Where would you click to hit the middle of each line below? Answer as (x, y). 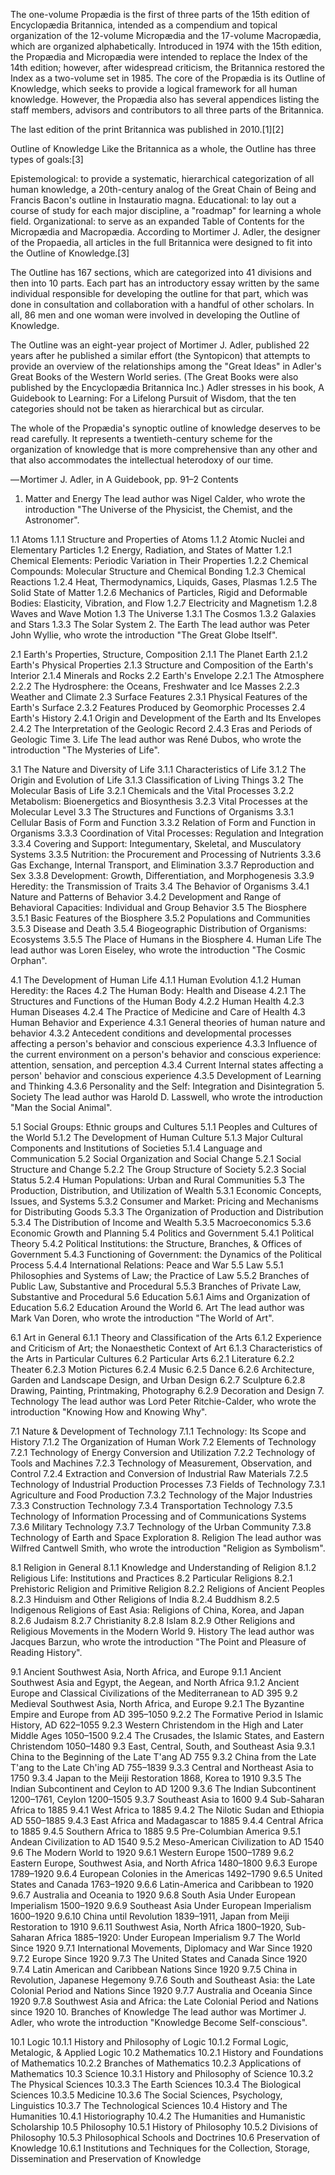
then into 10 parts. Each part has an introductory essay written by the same (165, 283)
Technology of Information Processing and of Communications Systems (158, 1516)
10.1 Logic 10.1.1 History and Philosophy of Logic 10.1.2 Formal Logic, (149, 2042)
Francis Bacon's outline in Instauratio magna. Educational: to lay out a (153, 200)
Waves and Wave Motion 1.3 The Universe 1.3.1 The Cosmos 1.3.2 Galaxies (163, 613)
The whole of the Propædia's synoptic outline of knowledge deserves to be (165, 428)
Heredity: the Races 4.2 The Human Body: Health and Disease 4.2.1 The (158, 990)
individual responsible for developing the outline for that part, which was (159, 293)
